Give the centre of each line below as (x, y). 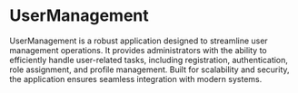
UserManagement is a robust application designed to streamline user (139, 41)
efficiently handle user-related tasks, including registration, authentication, (149, 60)
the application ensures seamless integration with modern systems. (136, 79)
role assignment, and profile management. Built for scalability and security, (149, 70)
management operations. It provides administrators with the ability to (139, 50)
